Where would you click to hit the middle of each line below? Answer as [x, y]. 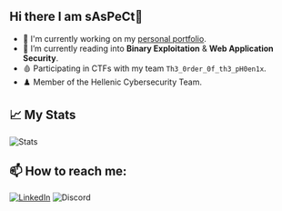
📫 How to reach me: [68, 171]
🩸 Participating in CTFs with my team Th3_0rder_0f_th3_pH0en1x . [144, 68]
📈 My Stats [43, 115]
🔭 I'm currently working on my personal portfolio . [114, 38]
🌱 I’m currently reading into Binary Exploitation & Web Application [148, 48]
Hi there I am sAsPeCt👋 [76, 17]
